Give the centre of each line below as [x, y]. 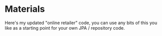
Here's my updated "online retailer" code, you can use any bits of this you [81, 23]
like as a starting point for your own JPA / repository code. [65, 28]
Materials [25, 9]
